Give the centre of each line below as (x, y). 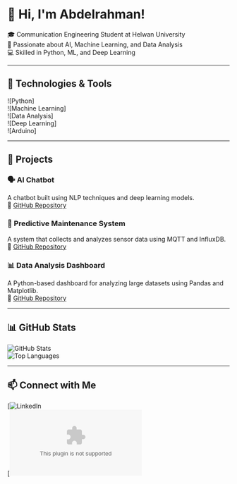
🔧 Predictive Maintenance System (66, 223)
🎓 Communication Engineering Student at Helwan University (96, 34)
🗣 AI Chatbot (31, 180)
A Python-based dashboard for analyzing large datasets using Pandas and (116, 283)
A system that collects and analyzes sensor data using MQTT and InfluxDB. (117, 239)
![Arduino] (22, 130)
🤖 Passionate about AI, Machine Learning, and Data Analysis (95, 44)
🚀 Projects (30, 160)
